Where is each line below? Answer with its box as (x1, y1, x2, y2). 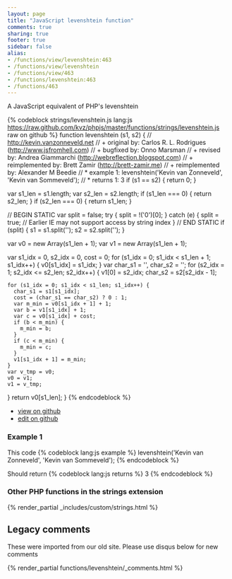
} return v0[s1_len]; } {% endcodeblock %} (7, 393, 131, 402)
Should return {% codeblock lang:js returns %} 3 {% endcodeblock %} (7, 469, 214, 478)
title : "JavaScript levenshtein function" (7, 17, 134, 24)
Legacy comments (7, 524, 90, 536)
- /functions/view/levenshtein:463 (7, 57, 112, 64)
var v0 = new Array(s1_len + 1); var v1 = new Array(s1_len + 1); (7, 240, 188, 248)
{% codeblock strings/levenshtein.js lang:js (7, 116, 133, 124)
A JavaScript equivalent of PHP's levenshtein (7, 102, 139, 110)
